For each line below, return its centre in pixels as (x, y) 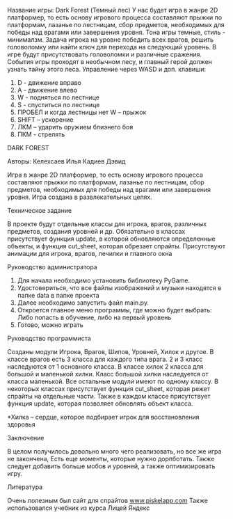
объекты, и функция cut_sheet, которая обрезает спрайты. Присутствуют (116, 246)
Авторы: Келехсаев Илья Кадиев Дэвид (66, 161)
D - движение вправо (49, 82)
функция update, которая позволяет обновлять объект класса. (100, 404)
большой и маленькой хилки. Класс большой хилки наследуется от (108, 374)
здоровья (22, 424)
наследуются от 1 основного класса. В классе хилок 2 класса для (105, 367)
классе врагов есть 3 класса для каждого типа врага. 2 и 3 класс (105, 359)
